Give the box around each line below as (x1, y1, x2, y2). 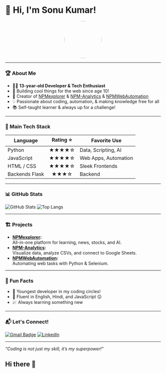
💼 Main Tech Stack (5, 123, 51, 130)
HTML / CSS (7, 162, 37, 169)
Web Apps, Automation (80, 154, 133, 161)
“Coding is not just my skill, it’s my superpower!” (5, 345, 104, 352)
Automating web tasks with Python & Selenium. (12, 261, 109, 266)
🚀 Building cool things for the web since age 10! (12, 88, 109, 94)
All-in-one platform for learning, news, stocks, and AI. (12, 239, 122, 246)
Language (14, 137, 38, 144)
